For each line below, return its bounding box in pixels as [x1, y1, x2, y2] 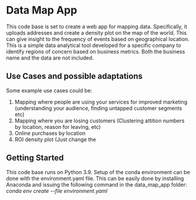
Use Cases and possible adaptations [6, 71, 143, 81]
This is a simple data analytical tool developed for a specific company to [6, 42, 181, 49]
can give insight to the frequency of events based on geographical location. [6, 35, 190, 42]
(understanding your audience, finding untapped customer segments [14, 104, 182, 112]
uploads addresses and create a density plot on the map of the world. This [6, 29, 187, 36]
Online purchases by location [14, 129, 86, 136]
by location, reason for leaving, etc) [14, 123, 101, 130]
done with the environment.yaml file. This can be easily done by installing [6, 175, 184, 182]
